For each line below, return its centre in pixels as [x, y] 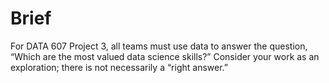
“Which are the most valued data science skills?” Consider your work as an [165, 56]
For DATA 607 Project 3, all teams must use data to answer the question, [159, 46]
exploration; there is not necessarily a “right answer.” [119, 67]
